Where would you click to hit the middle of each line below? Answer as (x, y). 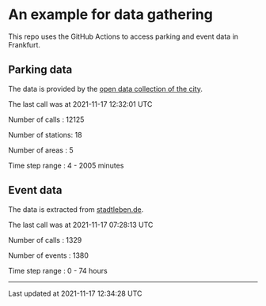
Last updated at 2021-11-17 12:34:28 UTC (75, 293)
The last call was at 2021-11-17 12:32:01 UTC (80, 104)
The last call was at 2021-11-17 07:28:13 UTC (81, 225)
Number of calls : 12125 (46, 119)
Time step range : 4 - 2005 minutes (66, 165)
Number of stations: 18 (45, 134)
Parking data (40, 70)
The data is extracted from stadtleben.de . (76, 209)
